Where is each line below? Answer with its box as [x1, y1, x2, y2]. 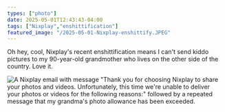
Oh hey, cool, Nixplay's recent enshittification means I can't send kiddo [7, 48, 209, 56]
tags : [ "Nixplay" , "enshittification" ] [7, 23, 118, 29]
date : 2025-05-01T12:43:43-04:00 [7, 16, 103, 23]
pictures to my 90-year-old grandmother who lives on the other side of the [7, 55, 219, 64]
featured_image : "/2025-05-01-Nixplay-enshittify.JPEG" [7, 29, 171, 36]
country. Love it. [7, 62, 53, 70]
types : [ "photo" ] [7, 10, 57, 17]
